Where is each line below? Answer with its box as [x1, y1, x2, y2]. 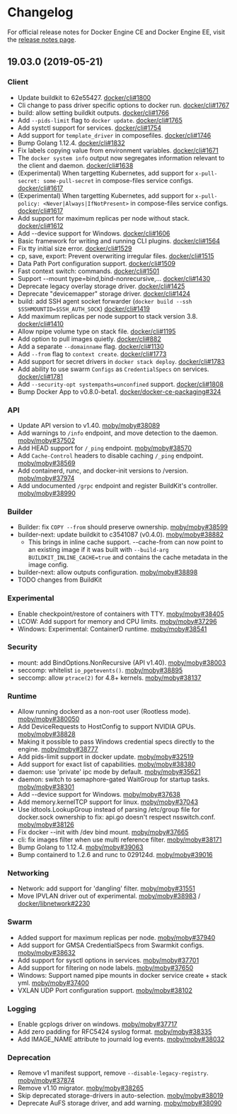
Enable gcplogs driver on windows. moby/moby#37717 [17, 1020, 178, 1028]
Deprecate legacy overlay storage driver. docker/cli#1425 [17, 282, 185, 290]
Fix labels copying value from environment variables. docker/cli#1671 [17, 146, 219, 155]
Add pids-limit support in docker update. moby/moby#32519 [17, 753, 194, 761]
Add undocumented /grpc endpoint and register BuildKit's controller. [17, 481, 218, 490]
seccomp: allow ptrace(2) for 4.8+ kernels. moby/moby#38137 [17, 673, 202, 682]
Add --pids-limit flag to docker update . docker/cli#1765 [17, 116, 183, 124]
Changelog [7, 4, 74, 21]
